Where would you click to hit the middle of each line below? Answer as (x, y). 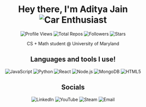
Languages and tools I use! (73, 60)
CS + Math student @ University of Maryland (73, 43)
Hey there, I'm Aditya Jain (73, 9)
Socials (73, 87)
